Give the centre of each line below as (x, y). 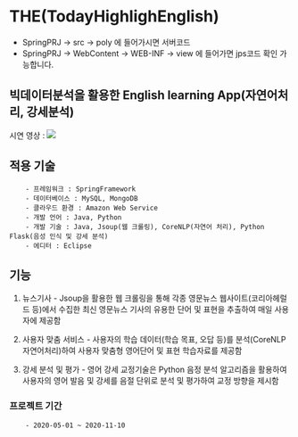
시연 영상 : (27, 135)
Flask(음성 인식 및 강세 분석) (59, 236)
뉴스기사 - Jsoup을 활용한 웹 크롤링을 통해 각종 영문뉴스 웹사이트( (137, 298)
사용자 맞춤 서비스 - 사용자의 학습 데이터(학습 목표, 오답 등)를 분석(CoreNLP (154, 340)
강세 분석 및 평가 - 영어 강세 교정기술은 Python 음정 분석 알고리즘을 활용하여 (154, 370)
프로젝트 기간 (36, 406)
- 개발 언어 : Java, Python (74, 217)
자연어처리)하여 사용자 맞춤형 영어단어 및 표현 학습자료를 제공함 (132, 350)
